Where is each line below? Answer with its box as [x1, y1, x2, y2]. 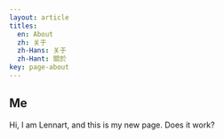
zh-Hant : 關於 [17, 54, 67, 63]
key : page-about [9, 63, 69, 72]
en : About [17, 29, 53, 38]
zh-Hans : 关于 [17, 46, 67, 55]
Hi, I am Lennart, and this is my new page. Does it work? [9, 119, 215, 130]
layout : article [9, 12, 69, 22]
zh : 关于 [17, 37, 47, 47]
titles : [9, 21, 38, 30]
